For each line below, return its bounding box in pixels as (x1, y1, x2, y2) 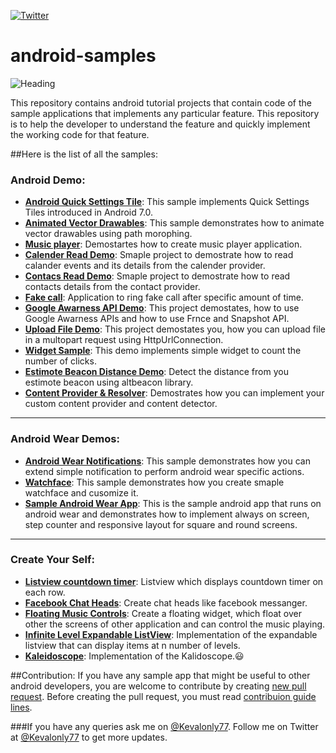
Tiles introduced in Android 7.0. (24, 206, 154, 219)
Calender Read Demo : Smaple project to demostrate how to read (24, 249, 294, 261)
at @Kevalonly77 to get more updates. (10, 731, 168, 743)
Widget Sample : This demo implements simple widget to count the (24, 345, 302, 357)
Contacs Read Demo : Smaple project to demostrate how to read (24, 270, 291, 282)
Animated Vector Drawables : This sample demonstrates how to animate (24, 217, 325, 229)
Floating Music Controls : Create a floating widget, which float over (24, 607, 302, 619)
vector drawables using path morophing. (24, 228, 193, 240)
